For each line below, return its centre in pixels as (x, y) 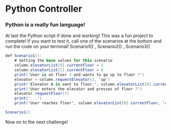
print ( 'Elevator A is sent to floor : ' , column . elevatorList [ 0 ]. (84, 84)
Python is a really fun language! (45, 25)
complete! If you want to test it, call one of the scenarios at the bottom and (83, 41)
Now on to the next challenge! (37, 122)
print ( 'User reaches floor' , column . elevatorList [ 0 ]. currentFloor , (87, 103)
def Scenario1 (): (24, 56)
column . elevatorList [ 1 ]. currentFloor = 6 (59, 70)
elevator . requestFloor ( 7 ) (42, 94)
